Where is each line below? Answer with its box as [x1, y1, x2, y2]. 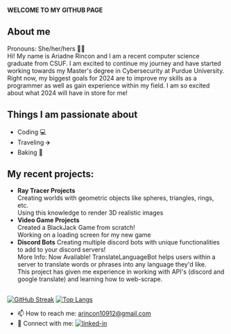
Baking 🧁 [17, 148, 43, 156]
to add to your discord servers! [17, 246, 106, 254]
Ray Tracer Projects [17, 187, 76, 195]
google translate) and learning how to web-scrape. [17, 275, 163, 283]
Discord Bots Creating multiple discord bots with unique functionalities [17, 238, 220, 247]
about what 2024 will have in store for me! [7, 88, 128, 97]
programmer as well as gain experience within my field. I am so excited [7, 81, 210, 90]
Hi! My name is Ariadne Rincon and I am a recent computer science [7, 51, 200, 60]
